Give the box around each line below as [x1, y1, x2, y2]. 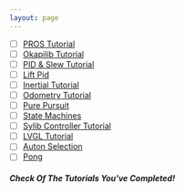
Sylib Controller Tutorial [22, 120, 112, 132]
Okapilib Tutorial [22, 48, 85, 59]
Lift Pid [22, 69, 50, 80]
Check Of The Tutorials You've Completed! [9, 172, 176, 183]
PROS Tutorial [22, 38, 76, 49]
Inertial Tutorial [22, 79, 79, 90]
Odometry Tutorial [22, 89, 91, 100]
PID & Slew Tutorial [22, 58, 95, 69]
